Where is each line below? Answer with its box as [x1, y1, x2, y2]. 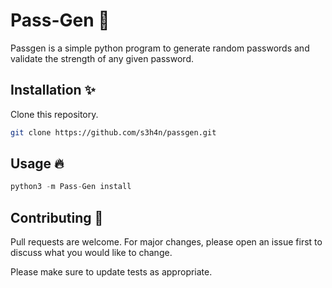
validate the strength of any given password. [10, 52, 194, 64]
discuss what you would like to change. [10, 247, 173, 259]
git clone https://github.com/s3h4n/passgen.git [10, 127, 217, 138]
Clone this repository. [10, 108, 99, 120]
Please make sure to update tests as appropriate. [10, 266, 213, 278]
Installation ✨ [10, 82, 96, 99]
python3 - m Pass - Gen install [10, 182, 132, 192]
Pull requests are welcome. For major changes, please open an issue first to [10, 236, 323, 248]
